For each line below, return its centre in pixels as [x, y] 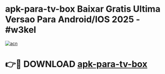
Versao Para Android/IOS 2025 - [73, 19]
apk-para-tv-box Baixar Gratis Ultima [83, 9]
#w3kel [21, 30]
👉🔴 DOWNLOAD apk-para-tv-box [76, 64]
